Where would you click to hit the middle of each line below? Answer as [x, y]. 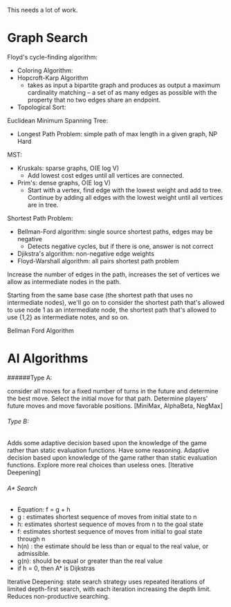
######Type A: [30, 377]
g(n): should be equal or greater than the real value [90, 561]
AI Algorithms [48, 358]
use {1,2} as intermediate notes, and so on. [68, 317]
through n [31, 539]
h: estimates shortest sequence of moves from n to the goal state [110, 524]
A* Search [22, 488]
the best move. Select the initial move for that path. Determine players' [108, 398]
